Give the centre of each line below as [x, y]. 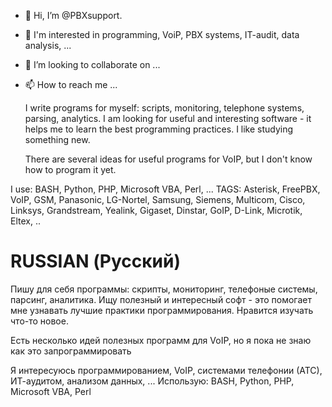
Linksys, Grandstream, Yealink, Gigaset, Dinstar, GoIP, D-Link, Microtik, [156, 210]
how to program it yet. [70, 169]
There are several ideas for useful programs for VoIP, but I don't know [168, 159]
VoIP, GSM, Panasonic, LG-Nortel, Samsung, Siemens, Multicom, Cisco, [158, 199]
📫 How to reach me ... [71, 84]
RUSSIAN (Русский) [96, 261]
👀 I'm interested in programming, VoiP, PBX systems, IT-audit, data [162, 34]
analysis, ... [48, 45]
